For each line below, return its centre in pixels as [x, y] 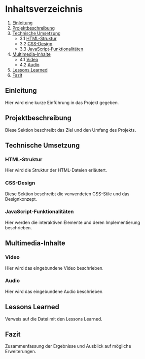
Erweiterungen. [21, 352]
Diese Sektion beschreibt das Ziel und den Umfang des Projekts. [71, 130]
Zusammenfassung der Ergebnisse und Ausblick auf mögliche [68, 346]
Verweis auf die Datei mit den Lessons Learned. [54, 319]
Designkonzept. [21, 199]
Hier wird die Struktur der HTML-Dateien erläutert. [56, 170]
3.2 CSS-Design [36, 43]
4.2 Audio [29, 65]
